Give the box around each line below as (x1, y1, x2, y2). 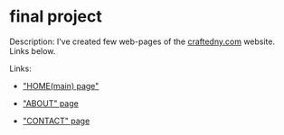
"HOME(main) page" (22, 80, 99, 91)
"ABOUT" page (22, 97, 79, 109)
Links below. (9, 45, 56, 56)
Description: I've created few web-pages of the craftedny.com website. (9, 36, 276, 47)
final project (9, 6, 102, 27)
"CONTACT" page (22, 115, 90, 126)
